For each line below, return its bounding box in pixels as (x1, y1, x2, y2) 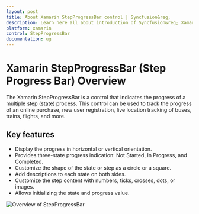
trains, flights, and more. (6, 112, 66, 119)
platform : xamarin (6, 25, 52, 31)
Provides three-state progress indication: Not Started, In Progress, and (14, 151, 188, 158)
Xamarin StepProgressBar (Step (6, 61, 166, 75)
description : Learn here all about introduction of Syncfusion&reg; (6, 20, 179, 25)
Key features (6, 129, 54, 140)
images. (14, 183, 34, 190)
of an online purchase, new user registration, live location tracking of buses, (6, 106, 192, 113)
